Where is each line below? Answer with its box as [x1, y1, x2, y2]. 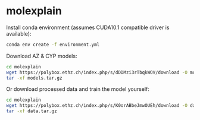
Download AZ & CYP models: [6, 52, 77, 59]
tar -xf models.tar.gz [6, 75, 62, 81]
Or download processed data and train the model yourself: [6, 86, 150, 93]
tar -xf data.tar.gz [6, 108, 58, 114]
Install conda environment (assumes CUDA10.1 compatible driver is [6, 24, 170, 31]
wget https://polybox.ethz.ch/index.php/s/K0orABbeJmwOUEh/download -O [6, 103, 187, 109]
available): [6, 30, 32, 37]
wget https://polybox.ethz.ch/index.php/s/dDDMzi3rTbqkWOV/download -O [6, 70, 187, 75]
